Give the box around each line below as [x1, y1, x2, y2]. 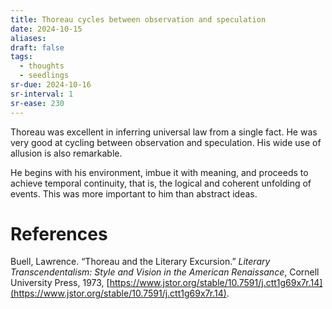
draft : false [10, 42, 65, 53]
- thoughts [19, 61, 65, 71]
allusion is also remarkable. [10, 147, 123, 159]
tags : [10, 52, 33, 62]
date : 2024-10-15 [10, 24, 83, 34]
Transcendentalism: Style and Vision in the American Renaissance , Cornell [10, 266, 320, 278]
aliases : [10, 33, 47, 43]
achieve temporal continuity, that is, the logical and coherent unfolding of [10, 177, 312, 189]
